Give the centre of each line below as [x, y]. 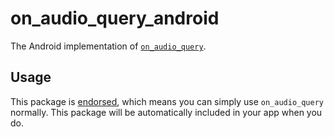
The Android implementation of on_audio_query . [108, 46]
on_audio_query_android [115, 18]
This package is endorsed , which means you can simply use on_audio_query [167, 101]
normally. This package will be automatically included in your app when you [166, 112]
